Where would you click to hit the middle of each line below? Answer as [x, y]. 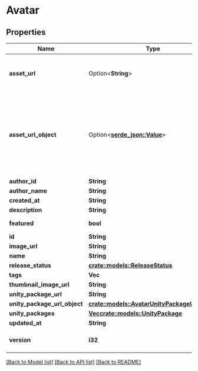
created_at [24, 200]
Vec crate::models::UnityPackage [135, 313]
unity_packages [32, 313]
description [26, 210]
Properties [26, 32]
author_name [28, 191]
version [20, 340]
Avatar [23, 10]
